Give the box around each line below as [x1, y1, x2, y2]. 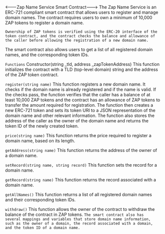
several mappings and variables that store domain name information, [5, 217, 151, 222]
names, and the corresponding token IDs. [5, 52, 89, 58]
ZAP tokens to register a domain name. [5, 20, 84, 26]
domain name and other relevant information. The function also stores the [5, 113, 155, 118]
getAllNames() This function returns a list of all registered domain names [5, 192, 152, 197]
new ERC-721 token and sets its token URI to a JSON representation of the [5, 108, 156, 113]
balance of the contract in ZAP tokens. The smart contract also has [5, 211, 144, 217]
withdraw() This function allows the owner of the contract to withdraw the [5, 206, 155, 212]
